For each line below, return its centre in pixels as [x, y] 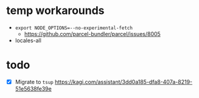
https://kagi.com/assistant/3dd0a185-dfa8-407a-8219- [124, 82]
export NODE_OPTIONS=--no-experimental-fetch [74, 28]
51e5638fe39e [33, 88]
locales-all [28, 40]
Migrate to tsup [34, 82]
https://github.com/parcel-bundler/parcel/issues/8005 [93, 33]
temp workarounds [55, 11]
